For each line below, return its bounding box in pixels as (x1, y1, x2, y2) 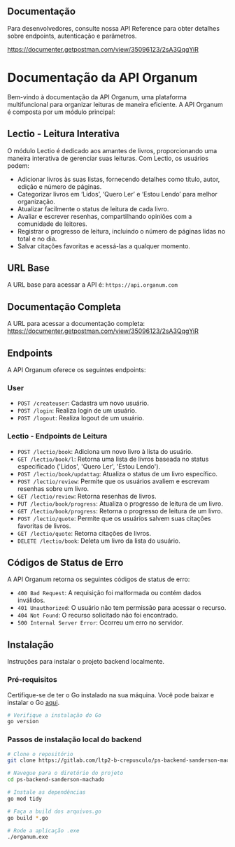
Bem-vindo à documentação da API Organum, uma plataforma (7, 92, 187, 101)
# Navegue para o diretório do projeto (7, 769, 124, 777)
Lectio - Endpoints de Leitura (7, 432, 108, 441)
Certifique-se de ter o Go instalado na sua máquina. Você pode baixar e (7, 690, 215, 699)
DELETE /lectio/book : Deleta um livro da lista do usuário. (17, 536, 180, 545)
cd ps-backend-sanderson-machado (7, 776, 105, 783)
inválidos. (17, 596, 45, 604)
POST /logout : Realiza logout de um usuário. (17, 414, 145, 422)
